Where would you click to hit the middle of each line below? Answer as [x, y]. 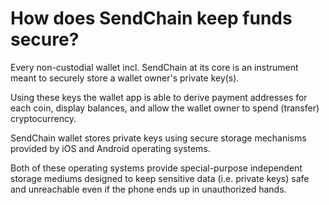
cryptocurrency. [43, 118]
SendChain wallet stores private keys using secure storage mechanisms [158, 138]
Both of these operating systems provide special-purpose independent [156, 168]
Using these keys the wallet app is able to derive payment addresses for [159, 97]
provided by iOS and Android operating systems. [110, 148]
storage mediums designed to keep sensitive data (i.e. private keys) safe [160, 178]
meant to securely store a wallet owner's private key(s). [125, 78]
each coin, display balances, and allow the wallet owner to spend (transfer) [165, 108]
